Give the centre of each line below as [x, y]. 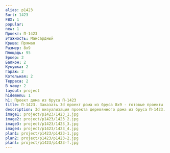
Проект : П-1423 [21, 34]
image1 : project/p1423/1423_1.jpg [42, 114]
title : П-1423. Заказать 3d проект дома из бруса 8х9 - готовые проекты [84, 105]
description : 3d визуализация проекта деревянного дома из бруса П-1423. [86, 110]
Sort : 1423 [17, 15]
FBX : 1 [12, 19]
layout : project [22, 91]
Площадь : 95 [18, 53]
